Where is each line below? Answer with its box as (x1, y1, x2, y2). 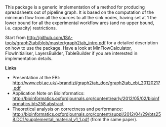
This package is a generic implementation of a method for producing (5, 4, 145, 10)
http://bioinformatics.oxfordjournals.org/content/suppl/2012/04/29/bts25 (12, 111, 161, 117)
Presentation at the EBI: (12, 75, 60, 80)
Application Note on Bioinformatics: (12, 91, 85, 96)
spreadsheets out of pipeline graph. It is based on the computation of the (5, 9, 154, 15)
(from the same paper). (90, 117, 137, 122)
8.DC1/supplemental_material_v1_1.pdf (12, 117, 89, 122)
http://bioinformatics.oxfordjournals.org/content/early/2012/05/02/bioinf (12, 95, 160, 101)
